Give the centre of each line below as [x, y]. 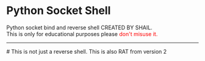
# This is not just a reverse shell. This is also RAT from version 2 [87, 51]
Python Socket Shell [59, 11]
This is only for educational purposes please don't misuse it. [82, 34]
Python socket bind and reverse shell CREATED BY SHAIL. [79, 27]
